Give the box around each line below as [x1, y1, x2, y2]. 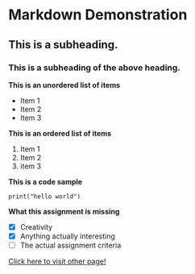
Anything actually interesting [19, 231, 115, 241]
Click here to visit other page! [8, 256, 106, 267]
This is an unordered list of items [8, 80, 121, 89]
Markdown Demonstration [8, 6, 188, 24]
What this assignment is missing [8, 206, 120, 216]
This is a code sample [8, 176, 83, 186]
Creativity [19, 222, 53, 231]
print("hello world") [8, 192, 81, 201]
